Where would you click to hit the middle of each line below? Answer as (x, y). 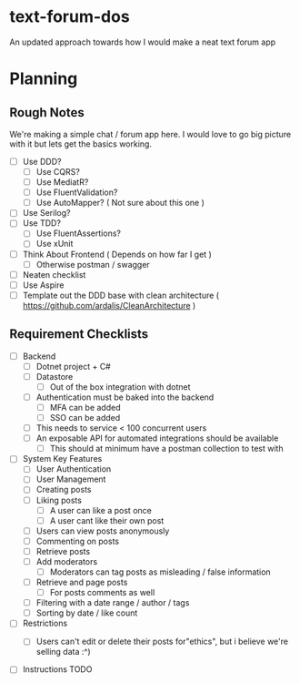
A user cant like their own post (107, 520)
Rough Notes (47, 112)
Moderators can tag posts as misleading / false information (160, 572)
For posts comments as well (102, 593)
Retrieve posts (63, 551)
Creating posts (64, 490)
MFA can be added (85, 407)
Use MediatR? (62, 182)
